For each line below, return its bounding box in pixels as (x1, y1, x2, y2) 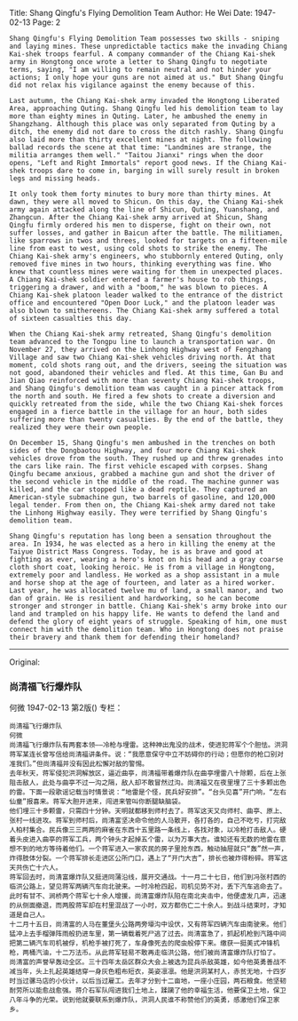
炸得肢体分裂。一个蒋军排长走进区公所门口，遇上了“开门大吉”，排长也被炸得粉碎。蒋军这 (9, 854, 288, 863)
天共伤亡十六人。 (9, 864, 63, 873)
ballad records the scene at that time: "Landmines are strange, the (9, 143, 272, 152)
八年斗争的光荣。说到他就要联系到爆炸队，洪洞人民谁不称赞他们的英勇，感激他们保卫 (9, 995, 273, 1005)
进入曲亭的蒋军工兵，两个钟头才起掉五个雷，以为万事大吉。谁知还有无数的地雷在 (28, 835, 280, 844)
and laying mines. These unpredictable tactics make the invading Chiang (9, 42, 288, 51)
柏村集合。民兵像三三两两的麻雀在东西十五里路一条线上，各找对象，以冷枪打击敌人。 (15, 826, 280, 834)
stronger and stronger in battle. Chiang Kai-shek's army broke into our (9, 602, 288, 610)
